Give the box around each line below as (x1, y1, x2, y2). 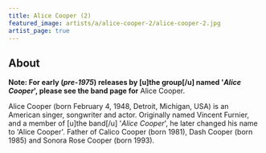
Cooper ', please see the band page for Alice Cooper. (8, 86, 186, 96)
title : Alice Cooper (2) (8, 11, 92, 20)
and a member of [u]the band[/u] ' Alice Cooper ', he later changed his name (8, 119, 259, 128)
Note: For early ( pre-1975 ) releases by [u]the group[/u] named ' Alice (8, 78, 241, 87)
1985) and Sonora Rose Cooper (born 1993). (8, 135, 155, 145)
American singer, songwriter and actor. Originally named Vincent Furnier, (8, 110, 250, 120)
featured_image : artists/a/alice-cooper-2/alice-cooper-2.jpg (8, 19, 221, 27)
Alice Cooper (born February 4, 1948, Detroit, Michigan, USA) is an (8, 102, 229, 111)
